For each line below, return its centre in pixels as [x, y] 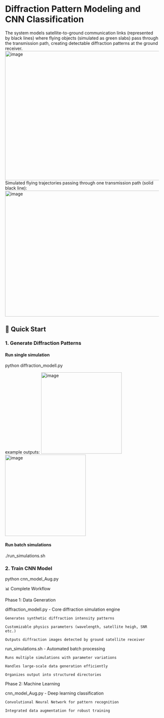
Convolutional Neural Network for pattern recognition [62, 702]
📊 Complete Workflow [28, 588]
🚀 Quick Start [26, 329]
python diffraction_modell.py [34, 366]
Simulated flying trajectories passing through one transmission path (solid [79, 183]
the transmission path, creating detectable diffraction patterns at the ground [82, 43]
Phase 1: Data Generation [31, 600]
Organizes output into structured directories [53, 675]
